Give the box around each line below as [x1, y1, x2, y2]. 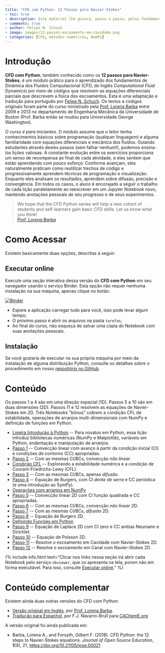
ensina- [141, 144, 157, 150]
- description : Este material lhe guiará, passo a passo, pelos [5, 16, 139, 21]
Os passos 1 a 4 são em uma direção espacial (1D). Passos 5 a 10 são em [5, 399, 153, 405]
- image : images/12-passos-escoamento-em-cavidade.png [5, 30, 120, 35]
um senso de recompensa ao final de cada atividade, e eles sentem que [5, 155, 151, 160]
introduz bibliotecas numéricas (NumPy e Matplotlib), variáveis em [12, 435, 147, 441]
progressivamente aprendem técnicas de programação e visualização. [5, 170, 148, 176]
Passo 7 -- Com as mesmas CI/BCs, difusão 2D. [12, 508, 110, 514]
